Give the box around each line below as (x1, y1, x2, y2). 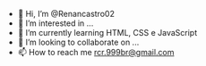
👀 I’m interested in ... (17, 18, 94, 29)
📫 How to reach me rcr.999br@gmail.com (17, 47, 175, 57)
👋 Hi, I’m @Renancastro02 (17, 9, 115, 19)
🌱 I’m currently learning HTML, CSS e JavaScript (17, 28, 198, 37)
